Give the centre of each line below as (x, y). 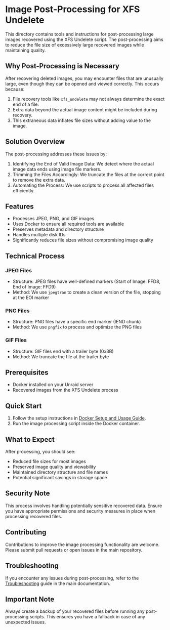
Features (19, 206)
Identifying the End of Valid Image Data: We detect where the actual (83, 163)
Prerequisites (27, 373)
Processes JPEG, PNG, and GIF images (53, 219)
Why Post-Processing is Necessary (62, 66)
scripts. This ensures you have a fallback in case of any (88, 617)
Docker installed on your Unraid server (53, 385)
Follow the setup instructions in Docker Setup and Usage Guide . (79, 418)
